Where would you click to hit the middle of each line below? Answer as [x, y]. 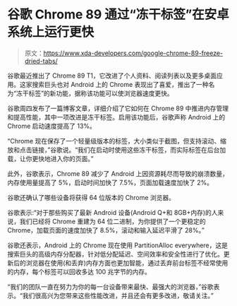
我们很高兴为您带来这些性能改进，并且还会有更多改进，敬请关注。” [118, 295]
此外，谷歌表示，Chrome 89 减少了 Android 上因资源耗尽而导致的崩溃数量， [118, 173]
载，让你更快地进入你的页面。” [50, 158]
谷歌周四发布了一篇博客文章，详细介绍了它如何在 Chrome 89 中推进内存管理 [118, 108]
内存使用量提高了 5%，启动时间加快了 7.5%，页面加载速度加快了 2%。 [110, 182]
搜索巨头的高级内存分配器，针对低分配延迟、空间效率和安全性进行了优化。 [115, 254]
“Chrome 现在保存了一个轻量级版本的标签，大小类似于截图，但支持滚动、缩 [117, 141]
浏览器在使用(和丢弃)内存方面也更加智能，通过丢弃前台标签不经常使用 [127, 263]
